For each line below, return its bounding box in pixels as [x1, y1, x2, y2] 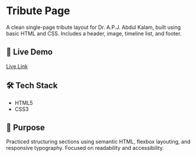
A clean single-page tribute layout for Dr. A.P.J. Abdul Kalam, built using [6, 24, 181, 31]
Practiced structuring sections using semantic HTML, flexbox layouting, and [6, 138, 191, 145]
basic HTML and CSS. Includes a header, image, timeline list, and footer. [6, 30, 182, 37]
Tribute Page [6, 4, 71, 18]
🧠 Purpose [6, 122, 45, 132]
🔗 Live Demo [6, 47, 53, 57]
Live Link [6, 63, 28, 70]
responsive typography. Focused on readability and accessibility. [6, 145, 164, 152]
